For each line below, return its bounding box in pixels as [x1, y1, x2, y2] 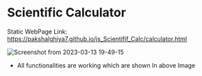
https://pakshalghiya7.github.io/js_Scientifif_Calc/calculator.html [7, 34, 187, 42]
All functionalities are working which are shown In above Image [16, 61, 196, 69]
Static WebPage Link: [7, 27, 67, 36]
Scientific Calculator [7, 5, 127, 21]
